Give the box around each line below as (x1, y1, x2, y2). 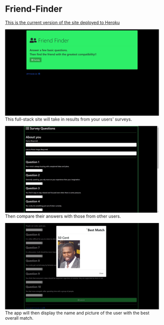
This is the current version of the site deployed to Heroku (5, 20, 120, 25)
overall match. (5, 315, 34, 321)
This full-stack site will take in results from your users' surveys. (5, 116, 132, 122)
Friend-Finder (5, 3, 62, 15)
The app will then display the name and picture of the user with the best (5, 310, 150, 316)
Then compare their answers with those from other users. (5, 213, 121, 219)
